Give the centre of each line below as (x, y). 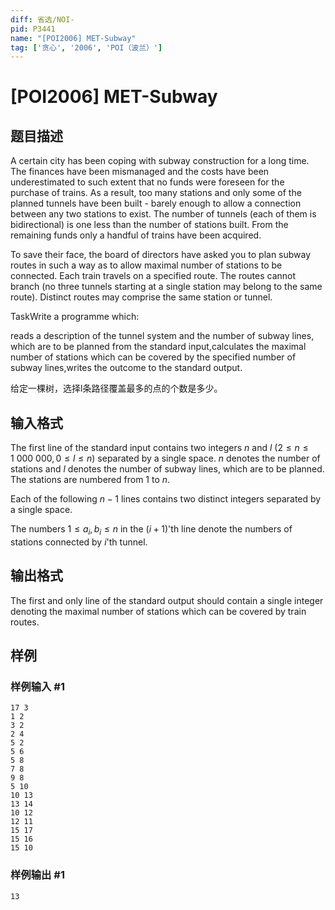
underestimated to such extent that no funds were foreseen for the (147, 182)
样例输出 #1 (37, 875)
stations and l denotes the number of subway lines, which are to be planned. (167, 469)
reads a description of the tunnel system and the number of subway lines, (162, 336)
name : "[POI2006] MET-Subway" (73, 38)
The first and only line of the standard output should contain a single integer (167, 600)
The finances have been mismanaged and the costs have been (140, 172)
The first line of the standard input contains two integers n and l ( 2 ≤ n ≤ (159, 448)
